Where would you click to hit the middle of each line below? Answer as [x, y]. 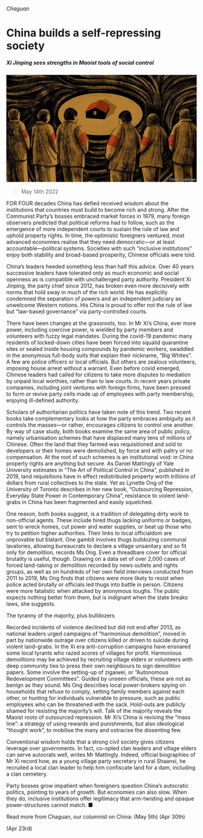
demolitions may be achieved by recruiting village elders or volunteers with [100, 660]
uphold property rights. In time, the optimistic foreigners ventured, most [95, 235]
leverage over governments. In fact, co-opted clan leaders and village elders [101, 748]
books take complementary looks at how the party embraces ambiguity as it [101, 419]
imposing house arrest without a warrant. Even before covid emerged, [93, 368]
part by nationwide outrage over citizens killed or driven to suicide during [97, 640]
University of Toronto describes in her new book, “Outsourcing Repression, [100, 489]
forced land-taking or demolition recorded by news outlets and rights [92, 565]
